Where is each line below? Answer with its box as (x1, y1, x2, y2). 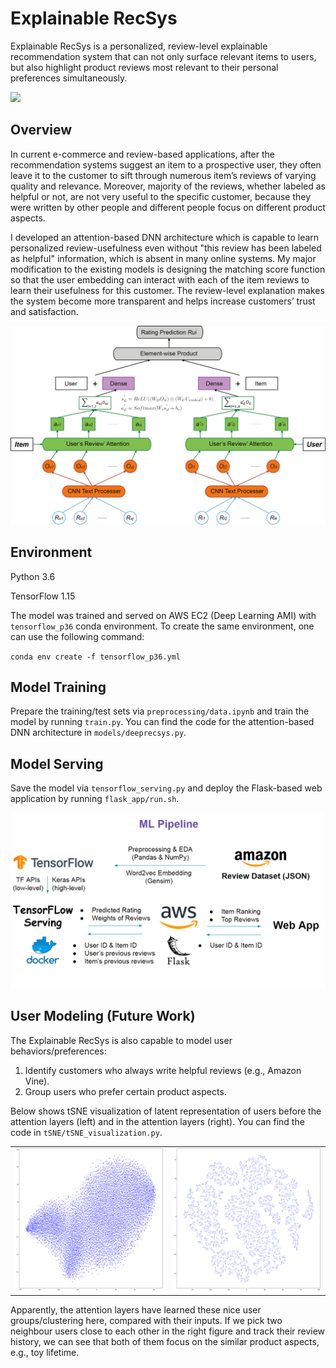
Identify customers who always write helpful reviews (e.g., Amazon (24, 1064, 302, 1076)
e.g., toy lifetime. (10, 1347, 80, 1359)
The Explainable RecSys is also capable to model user (10, 1034, 233, 1046)
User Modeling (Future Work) (10, 1008, 196, 1025)
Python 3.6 (10, 570, 56, 582)
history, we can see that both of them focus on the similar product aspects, (10, 1336, 320, 1348)
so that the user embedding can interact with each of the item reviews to (10, 273, 310, 286)
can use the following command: (10, 630, 145, 642)
